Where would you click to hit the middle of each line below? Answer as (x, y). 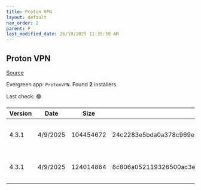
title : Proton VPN (29, 12)
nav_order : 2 (22, 23)
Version (21, 113)
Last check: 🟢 (24, 96)
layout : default (26, 17)
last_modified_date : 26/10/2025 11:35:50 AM (63, 34)
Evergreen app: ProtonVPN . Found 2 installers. (62, 84)
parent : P (19, 28)
